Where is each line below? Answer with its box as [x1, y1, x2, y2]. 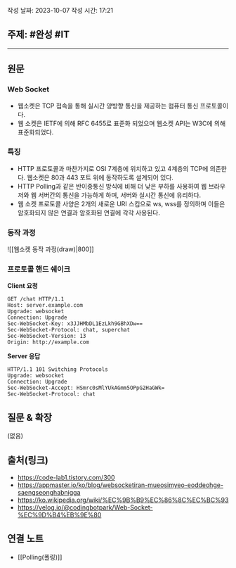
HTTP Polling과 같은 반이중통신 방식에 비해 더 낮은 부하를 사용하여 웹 [17, 182, 207, 190]
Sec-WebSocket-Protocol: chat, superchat [7, 327, 131, 334]
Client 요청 [7, 282, 39, 290]
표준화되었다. [17, 127, 54, 136]
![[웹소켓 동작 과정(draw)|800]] [7, 245, 94, 253]
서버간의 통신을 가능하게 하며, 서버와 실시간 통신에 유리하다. [38, 191, 202, 199]
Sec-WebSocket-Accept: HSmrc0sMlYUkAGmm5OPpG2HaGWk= [7, 384, 165, 392]
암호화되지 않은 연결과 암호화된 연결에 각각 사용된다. [17, 208, 160, 217]
